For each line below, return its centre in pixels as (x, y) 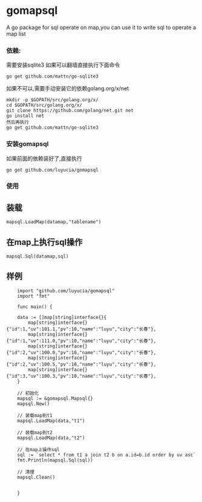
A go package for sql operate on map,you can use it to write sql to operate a (101, 27)
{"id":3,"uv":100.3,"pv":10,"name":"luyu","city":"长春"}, (81, 376)
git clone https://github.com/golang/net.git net (70, 111)
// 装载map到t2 (35, 432)
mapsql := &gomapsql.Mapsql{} (55, 398)
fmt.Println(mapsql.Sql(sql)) (55, 460)
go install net (25, 116)
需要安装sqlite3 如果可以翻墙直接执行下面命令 (63, 65)
